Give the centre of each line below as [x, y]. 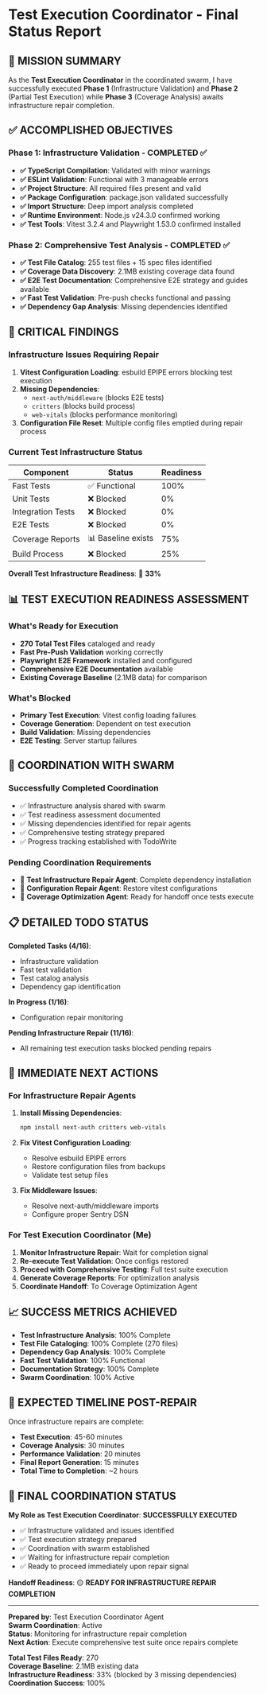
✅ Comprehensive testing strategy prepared [92, 832]
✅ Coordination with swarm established [85, 1548]
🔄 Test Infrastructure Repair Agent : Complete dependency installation [135, 880]
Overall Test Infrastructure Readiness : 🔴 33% [85, 573]
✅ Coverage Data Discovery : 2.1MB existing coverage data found [127, 271]
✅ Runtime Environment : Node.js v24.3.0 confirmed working [120, 215]
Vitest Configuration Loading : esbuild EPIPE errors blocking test [126, 372]
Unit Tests [31, 499]
